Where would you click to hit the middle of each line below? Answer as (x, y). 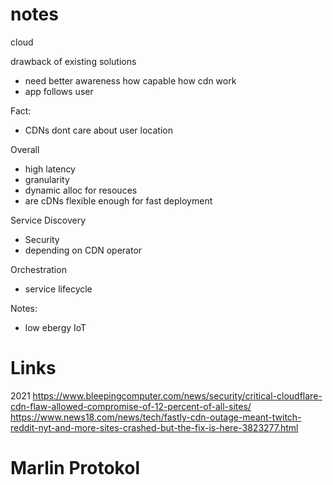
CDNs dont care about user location (98, 130)
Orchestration (38, 269)
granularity (47, 179)
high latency (50, 169)
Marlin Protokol (75, 468)
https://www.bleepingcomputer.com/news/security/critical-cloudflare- (177, 395)
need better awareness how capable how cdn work (130, 80)
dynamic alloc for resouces (81, 190)
